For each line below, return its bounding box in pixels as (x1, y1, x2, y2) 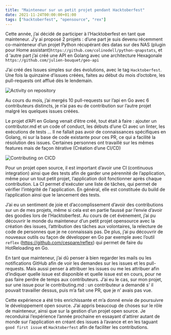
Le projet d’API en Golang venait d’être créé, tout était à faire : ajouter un (5, 118, 157, 124)
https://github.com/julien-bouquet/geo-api (5, 58, 100, 63)
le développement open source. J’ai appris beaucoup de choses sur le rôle (5, 302, 162, 309)
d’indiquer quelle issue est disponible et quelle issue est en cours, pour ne (5, 271, 162, 277)
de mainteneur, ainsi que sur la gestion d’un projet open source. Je (5, 308, 146, 314)
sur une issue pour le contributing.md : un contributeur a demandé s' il (5, 282, 154, 288)
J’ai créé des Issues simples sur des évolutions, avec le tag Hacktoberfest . (5, 67, 162, 73)
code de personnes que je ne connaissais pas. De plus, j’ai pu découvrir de (5, 229, 163, 235)
